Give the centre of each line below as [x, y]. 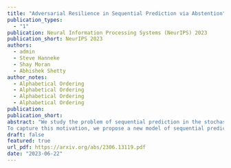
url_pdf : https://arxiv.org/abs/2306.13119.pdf [77, 147]
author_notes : [27, 77]
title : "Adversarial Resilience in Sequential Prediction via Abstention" [117, 13]
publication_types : [35, 20]
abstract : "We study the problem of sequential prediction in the [104, 122]
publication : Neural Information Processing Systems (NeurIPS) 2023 [107, 33]
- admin [24, 52]
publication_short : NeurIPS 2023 [55, 39]
